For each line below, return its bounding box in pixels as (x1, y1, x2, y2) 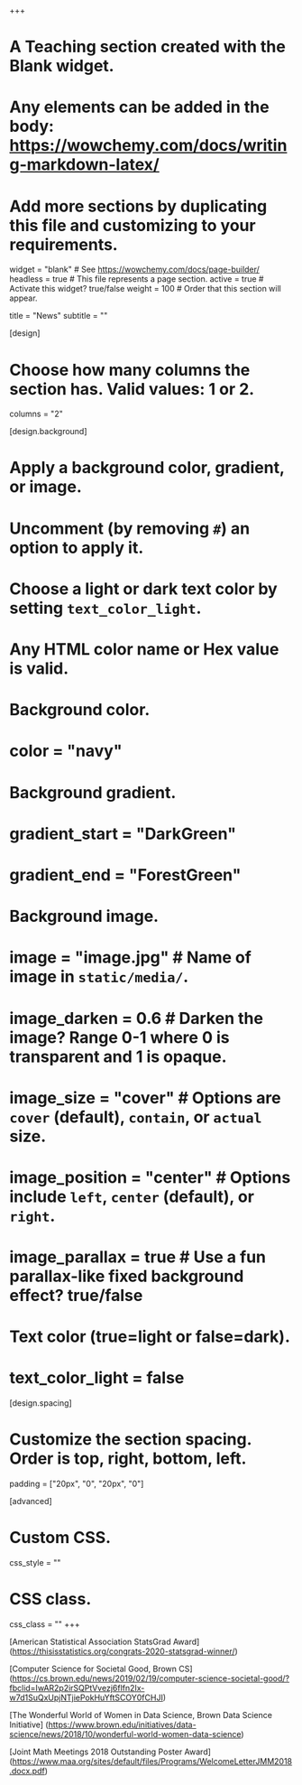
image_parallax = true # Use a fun (9, 1247, 267, 1268)
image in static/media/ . (9, 967, 189, 987)
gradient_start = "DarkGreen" (9, 823, 237, 844)
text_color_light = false (9, 1368, 185, 1389)
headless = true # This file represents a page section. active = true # (9, 274, 264, 284)
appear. (9, 293, 38, 303)
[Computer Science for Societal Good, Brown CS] (9, 1663, 193, 1674)
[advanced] (9, 1496, 52, 1507)
